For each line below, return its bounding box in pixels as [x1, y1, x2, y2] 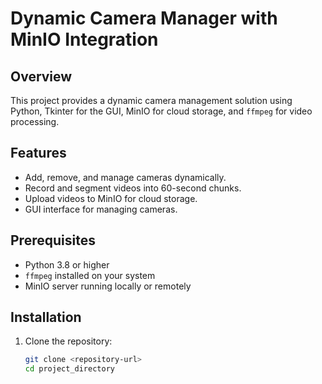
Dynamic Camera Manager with [10, 7, 278, 30]
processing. [10, 116, 60, 127]
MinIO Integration [10, 28, 159, 51]
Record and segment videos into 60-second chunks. [24, 182, 242, 194]
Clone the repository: [24, 335, 113, 347]
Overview [10, 68, 73, 85]
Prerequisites [10, 232, 96, 249]
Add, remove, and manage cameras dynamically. [24, 171, 227, 183]
